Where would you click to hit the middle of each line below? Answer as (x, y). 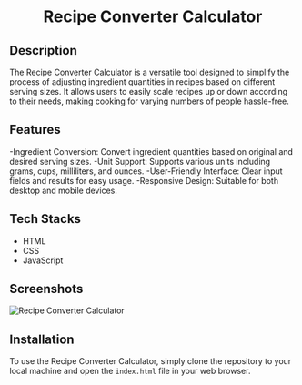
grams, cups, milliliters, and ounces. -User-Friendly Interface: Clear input (146, 171)
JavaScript (43, 260)
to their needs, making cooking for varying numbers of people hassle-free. (149, 101)
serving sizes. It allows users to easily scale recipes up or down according (149, 91)
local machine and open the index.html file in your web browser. (130, 371)
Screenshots (46, 289)
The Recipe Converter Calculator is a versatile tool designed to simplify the (150, 72)
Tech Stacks (45, 219)
